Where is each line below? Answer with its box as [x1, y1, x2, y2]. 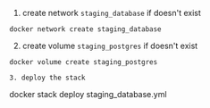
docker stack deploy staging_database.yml [9, 89, 167, 99]
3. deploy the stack [9, 73, 87, 82]
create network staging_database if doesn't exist [21, 8, 201, 18]
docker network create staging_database [9, 25, 163, 34]
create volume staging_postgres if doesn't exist [21, 40, 198, 51]
